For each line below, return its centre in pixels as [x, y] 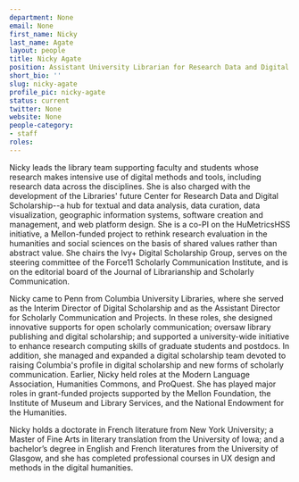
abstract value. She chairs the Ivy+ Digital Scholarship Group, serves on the [148, 253]
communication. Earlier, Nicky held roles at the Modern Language [129, 374]
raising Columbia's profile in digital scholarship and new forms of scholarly [146, 365]
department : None [42, 17]
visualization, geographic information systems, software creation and [136, 214]
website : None [36, 117]
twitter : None [36, 109]
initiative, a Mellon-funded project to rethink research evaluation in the [138, 234]
